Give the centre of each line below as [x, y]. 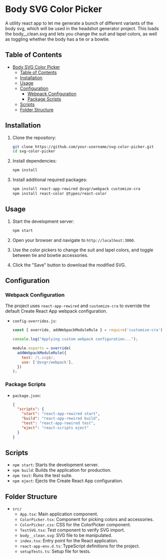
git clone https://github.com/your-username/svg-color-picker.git [83, 147]
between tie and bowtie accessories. [50, 255]
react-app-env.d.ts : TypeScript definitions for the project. [80, 546]
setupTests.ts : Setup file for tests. [55, 551]
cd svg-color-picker [34, 152]
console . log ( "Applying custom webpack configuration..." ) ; [75, 339]
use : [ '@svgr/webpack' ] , [47, 362]
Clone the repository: [34, 137]
